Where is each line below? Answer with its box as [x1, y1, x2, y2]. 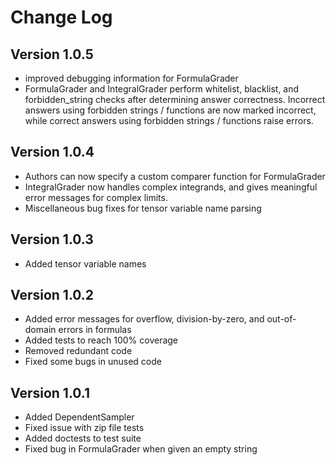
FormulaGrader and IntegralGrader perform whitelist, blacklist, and [24, 83, 300, 95]
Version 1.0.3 [10, 231, 94, 248]
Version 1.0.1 [10, 384, 91, 401]
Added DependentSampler [24, 411, 135, 423]
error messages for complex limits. [24, 191, 168, 203]
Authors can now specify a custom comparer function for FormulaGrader [24, 170, 326, 182]
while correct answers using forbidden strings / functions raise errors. [24, 115, 314, 126]
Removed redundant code [24, 345, 133, 357]
